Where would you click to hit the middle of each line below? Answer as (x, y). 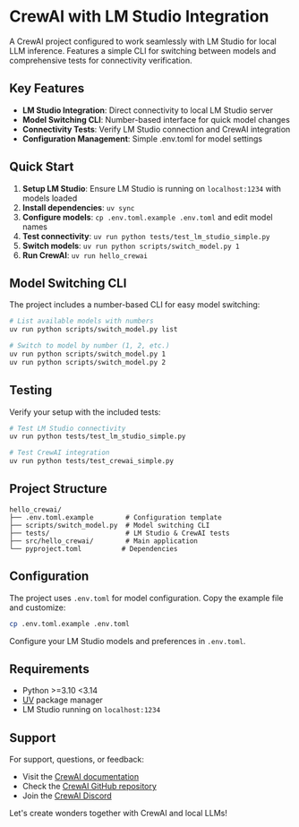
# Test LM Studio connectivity (68, 428)
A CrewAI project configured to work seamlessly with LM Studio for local (143, 41)
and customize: (38, 607)
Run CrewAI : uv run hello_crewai (85, 255)
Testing (31, 390)
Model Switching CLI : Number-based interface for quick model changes (156, 119)
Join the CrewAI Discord (67, 796)
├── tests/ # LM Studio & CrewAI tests (120, 533)
